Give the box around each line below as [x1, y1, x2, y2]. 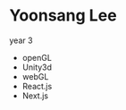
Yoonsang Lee [9, 5, 118, 26]
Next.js [21, 90, 49, 101]
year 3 [9, 35, 33, 46]
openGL [21, 52, 52, 63]
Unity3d [21, 62, 52, 72]
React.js [21, 80, 53, 91]
